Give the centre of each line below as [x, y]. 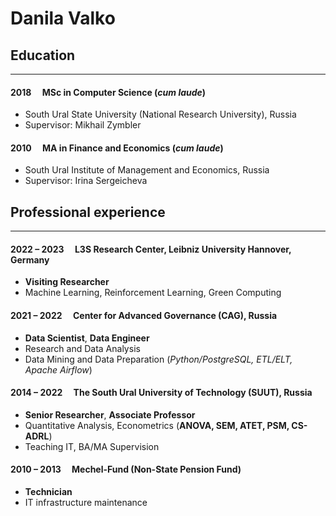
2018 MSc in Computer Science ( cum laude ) [108, 92]
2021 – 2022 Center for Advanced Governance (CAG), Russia [144, 316]
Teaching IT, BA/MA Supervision [92, 446]
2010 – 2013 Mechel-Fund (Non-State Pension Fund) [126, 469]
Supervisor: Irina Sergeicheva [86, 181]
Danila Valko [63, 18]
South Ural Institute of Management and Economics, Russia [147, 170]
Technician [48, 492]
